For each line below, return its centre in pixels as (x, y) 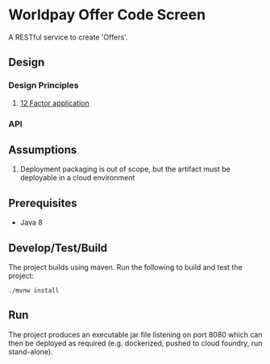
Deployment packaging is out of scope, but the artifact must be (125, 169)
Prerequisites (43, 203)
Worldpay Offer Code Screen (107, 15)
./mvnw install (34, 290)
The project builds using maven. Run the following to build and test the (126, 267)
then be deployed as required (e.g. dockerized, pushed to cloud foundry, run (135, 343)
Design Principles (44, 85)
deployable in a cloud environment (77, 178)
